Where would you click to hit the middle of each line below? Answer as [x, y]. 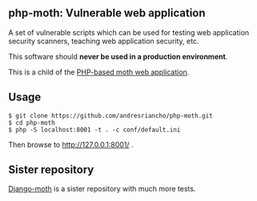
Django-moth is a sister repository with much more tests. [102, 189]
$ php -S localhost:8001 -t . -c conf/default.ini [94, 130]
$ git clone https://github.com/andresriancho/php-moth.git [111, 115]
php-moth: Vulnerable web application [107, 13]
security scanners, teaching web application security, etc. [104, 41]
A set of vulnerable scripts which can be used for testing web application [129, 32]
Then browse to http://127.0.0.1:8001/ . [71, 144]
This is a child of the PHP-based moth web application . [99, 72]
